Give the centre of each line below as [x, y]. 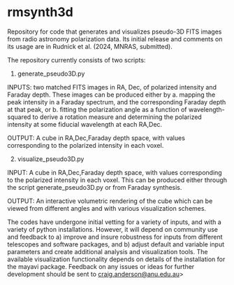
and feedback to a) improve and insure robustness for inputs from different [115, 237]
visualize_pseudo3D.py [51, 159]
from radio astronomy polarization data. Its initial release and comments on [115, 39]
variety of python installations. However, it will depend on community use [113, 229]
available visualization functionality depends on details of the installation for [116, 259]
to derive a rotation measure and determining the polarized [117, 117]
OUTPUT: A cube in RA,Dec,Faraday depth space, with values [96, 138]
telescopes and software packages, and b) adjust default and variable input [116, 244]
